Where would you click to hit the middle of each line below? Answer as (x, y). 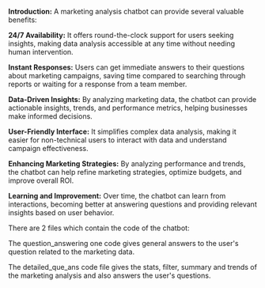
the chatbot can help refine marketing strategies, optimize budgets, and (125, 172)
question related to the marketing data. (72, 252)
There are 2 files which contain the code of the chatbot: (99, 228)
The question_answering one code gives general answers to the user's (123, 243)
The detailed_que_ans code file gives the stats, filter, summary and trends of (132, 267)
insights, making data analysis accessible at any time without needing (122, 44)
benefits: (23, 20)
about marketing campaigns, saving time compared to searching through (127, 76)
